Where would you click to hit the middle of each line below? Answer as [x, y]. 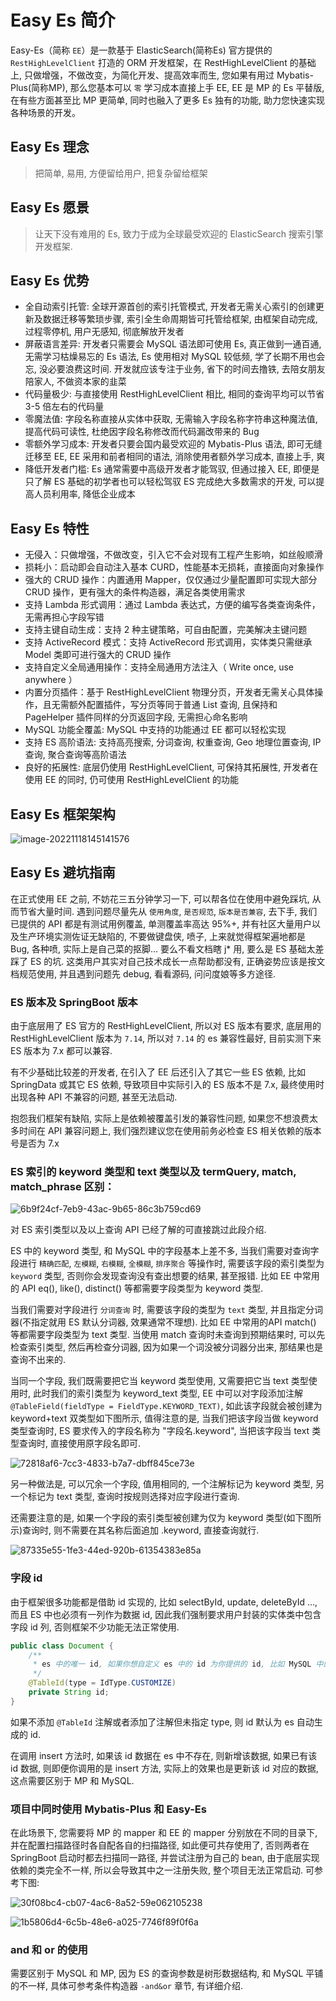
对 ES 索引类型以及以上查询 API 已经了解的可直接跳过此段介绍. [138, 1230]
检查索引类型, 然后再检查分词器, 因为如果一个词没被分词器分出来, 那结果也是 [166, 1347]
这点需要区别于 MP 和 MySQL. [72, 1780]
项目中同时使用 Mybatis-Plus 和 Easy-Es [108, 1809]
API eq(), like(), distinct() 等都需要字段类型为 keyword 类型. [142, 1288]
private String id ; [69, 1692]
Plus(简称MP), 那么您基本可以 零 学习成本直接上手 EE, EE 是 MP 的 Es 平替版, [167, 87]
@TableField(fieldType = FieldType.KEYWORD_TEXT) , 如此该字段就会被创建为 [166, 1406]
